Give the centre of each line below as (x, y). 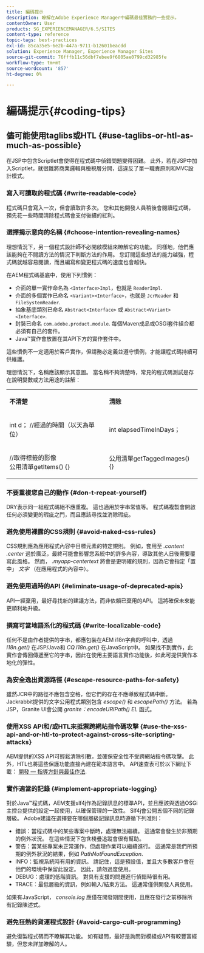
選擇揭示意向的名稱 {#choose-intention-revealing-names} (93, 233)
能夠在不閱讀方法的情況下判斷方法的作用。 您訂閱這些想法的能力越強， (100, 254)
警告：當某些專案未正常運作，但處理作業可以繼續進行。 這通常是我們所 (104, 846)
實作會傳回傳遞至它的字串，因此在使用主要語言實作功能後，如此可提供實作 (99, 655)
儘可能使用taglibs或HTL (52, 135)
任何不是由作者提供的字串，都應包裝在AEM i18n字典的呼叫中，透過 (90, 640)
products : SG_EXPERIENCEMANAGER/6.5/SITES (61, 29)
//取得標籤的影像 (33, 457)
